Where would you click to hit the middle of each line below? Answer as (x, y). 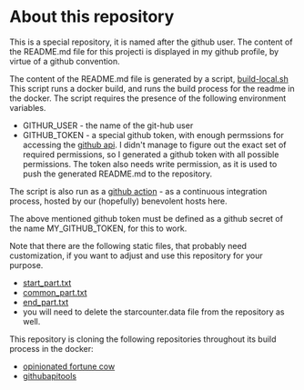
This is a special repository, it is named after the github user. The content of (151, 42)
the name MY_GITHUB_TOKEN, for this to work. (98, 228)
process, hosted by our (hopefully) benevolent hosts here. (118, 201)
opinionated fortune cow (69, 366)
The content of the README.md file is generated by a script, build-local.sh (149, 78)
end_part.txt (46, 302)
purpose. (26, 265)
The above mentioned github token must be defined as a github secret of (147, 218)
